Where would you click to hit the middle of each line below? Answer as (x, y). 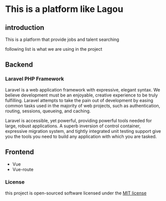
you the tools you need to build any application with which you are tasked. (81, 136)
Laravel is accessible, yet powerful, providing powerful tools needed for (79, 120)
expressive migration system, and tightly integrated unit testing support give (83, 131)
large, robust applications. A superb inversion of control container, (73, 126)
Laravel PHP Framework (35, 79)
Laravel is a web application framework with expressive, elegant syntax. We (83, 90)
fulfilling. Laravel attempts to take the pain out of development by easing (79, 100)
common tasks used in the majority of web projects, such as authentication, (83, 105)
